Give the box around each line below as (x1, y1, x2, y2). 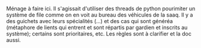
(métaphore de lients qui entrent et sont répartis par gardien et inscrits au (6, 24, 188, 31)
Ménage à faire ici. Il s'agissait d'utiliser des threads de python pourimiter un (6, 5, 196, 12)
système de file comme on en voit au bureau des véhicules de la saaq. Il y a (6, 11, 193, 18)
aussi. (6, 37, 21, 43)
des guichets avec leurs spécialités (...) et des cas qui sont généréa (6, 18, 173, 24)
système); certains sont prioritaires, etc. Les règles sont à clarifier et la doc (6, 30, 192, 37)
